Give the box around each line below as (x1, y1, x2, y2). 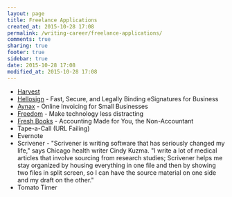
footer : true (7, 49, 45, 56)
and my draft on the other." (17, 175, 95, 184)
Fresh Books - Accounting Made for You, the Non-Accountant (17, 117, 194, 125)
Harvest (17, 87, 40, 96)
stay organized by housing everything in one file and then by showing (17, 161, 216, 169)
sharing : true (7, 42, 48, 49)
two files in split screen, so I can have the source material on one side (17, 168, 217, 177)
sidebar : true (7, 55, 48, 62)
